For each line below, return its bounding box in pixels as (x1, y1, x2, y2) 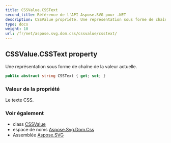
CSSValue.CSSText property (5, 50, 98, 59)
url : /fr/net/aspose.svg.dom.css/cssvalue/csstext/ (5, 31, 117, 36)
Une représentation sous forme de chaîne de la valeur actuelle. (5, 63, 137, 69)
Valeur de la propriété (5, 85, 60, 92)
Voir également (5, 109, 44, 117)
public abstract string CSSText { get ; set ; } (5, 73, 106, 78)
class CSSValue (12, 121, 46, 127)
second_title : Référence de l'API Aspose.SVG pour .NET (5, 12, 126, 17)
